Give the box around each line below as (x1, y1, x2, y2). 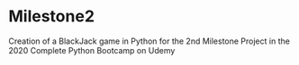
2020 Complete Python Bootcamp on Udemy (8, 45, 176, 55)
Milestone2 (8, 6, 95, 27)
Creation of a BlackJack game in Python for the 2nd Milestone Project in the (8, 36, 290, 46)
